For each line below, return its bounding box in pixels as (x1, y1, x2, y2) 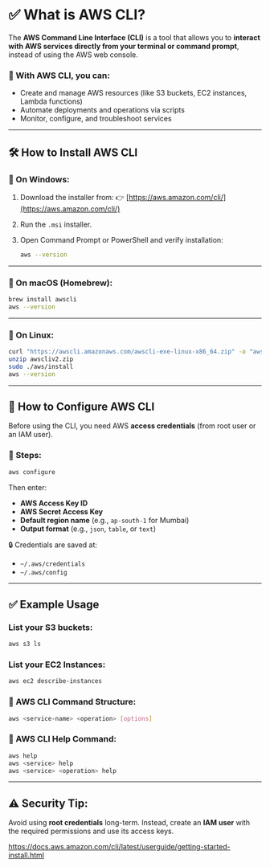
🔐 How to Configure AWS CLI (8, 400, 155, 414)
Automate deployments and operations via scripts (19, 105, 185, 115)
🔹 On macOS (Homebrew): (8, 277, 113, 288)
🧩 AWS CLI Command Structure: (8, 697, 137, 708)
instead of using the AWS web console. (8, 50, 138, 59)
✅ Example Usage (8, 598, 100, 611)
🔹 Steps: (8, 450, 42, 461)
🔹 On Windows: (8, 174, 70, 185)
